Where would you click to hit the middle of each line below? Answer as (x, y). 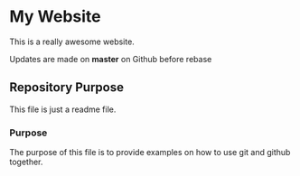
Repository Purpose (67, 88)
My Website (55, 17)
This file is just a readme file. (63, 109)
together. (26, 162)
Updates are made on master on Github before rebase (111, 59)
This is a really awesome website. (72, 42)
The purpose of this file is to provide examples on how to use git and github (150, 153)
